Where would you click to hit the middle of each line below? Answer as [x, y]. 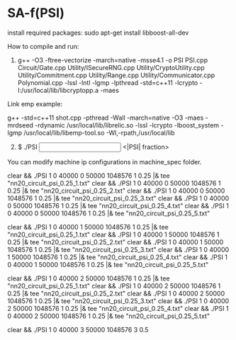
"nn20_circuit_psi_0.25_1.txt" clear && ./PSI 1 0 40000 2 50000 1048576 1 [114, 285]
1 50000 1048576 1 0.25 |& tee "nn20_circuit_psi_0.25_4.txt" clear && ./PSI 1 [118, 257]
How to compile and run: [43, 46]
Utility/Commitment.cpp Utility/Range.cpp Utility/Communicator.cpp [116, 75]
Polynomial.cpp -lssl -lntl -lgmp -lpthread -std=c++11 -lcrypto [108, 82]
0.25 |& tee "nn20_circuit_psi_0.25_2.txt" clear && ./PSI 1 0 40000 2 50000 [116, 293]
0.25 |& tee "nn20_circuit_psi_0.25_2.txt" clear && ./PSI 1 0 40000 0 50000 [116, 191]
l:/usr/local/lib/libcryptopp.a [58, 90]
